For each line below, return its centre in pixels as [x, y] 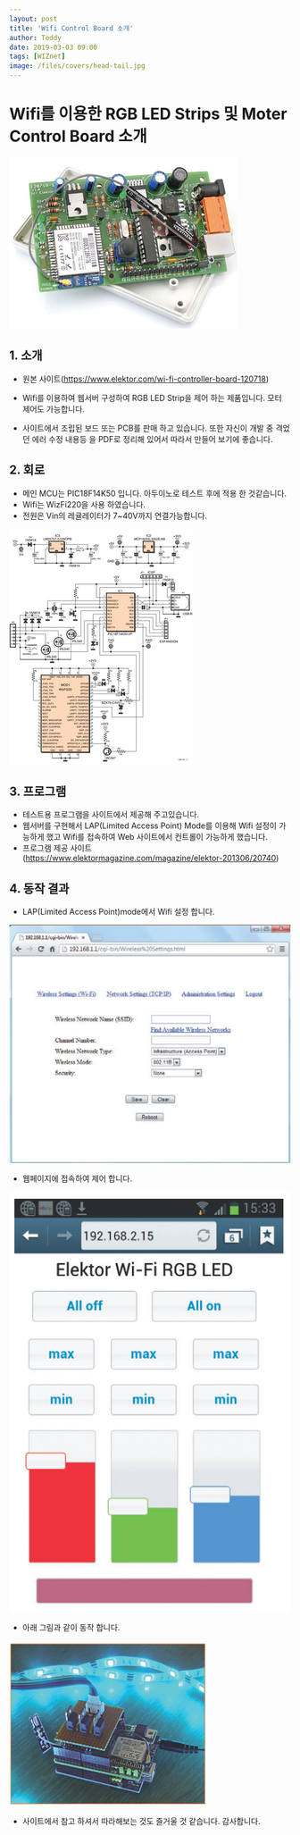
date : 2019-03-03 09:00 [54, 47]
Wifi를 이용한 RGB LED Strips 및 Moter [148, 114]
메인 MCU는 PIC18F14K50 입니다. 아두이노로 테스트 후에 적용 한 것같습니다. [154, 493]
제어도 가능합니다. [53, 409]
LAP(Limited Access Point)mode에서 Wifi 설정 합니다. [118, 912]
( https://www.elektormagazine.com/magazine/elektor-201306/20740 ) [150, 859]
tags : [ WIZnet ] [37, 57]
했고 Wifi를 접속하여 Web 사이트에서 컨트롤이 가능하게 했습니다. [157, 837]
